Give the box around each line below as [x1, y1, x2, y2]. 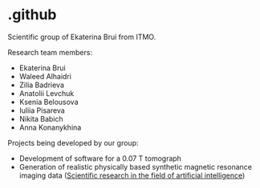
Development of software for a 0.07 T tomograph [18, 154, 182, 163]
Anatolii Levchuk [18, 88, 75, 98]
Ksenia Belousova [18, 97, 79, 106]
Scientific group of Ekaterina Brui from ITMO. [7, 32, 156, 42]
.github [7, 6, 57, 24]
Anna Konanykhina [18, 122, 82, 132]
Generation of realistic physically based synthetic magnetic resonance [18, 162, 252, 171]
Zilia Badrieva [18, 80, 65, 90]
